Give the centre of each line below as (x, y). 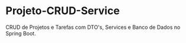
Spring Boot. (21, 33)
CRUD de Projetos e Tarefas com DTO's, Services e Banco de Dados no (93, 27)
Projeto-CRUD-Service (62, 11)
